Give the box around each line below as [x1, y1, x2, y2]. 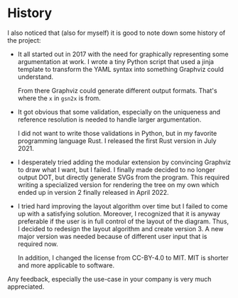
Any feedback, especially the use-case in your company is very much [7, 275, 212, 283]
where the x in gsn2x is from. [17, 94, 101, 102]
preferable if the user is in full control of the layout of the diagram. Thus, [17, 217, 229, 225]
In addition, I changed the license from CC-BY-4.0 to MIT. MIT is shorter [17, 253, 229, 262]
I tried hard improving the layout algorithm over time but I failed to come [17, 201, 228, 211]
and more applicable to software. [17, 261, 115, 270]
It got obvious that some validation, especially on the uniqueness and [17, 107, 221, 116]
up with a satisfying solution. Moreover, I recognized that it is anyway [17, 209, 220, 218]
